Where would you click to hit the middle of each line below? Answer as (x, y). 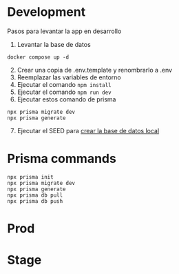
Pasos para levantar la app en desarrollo (64, 31)
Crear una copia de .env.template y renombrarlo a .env (95, 70)
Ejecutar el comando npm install (64, 84)
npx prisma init (30, 177)
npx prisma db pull (35, 195)
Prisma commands (62, 159)
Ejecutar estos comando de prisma (66, 99)
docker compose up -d (38, 57)
